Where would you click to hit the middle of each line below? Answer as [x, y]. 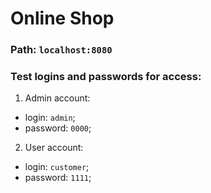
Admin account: [57, 98]
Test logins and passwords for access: [106, 77]
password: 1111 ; [58, 178]
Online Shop [62, 18]
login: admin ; [50, 118]
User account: [54, 148]
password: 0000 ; [58, 128]
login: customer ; [57, 167]
